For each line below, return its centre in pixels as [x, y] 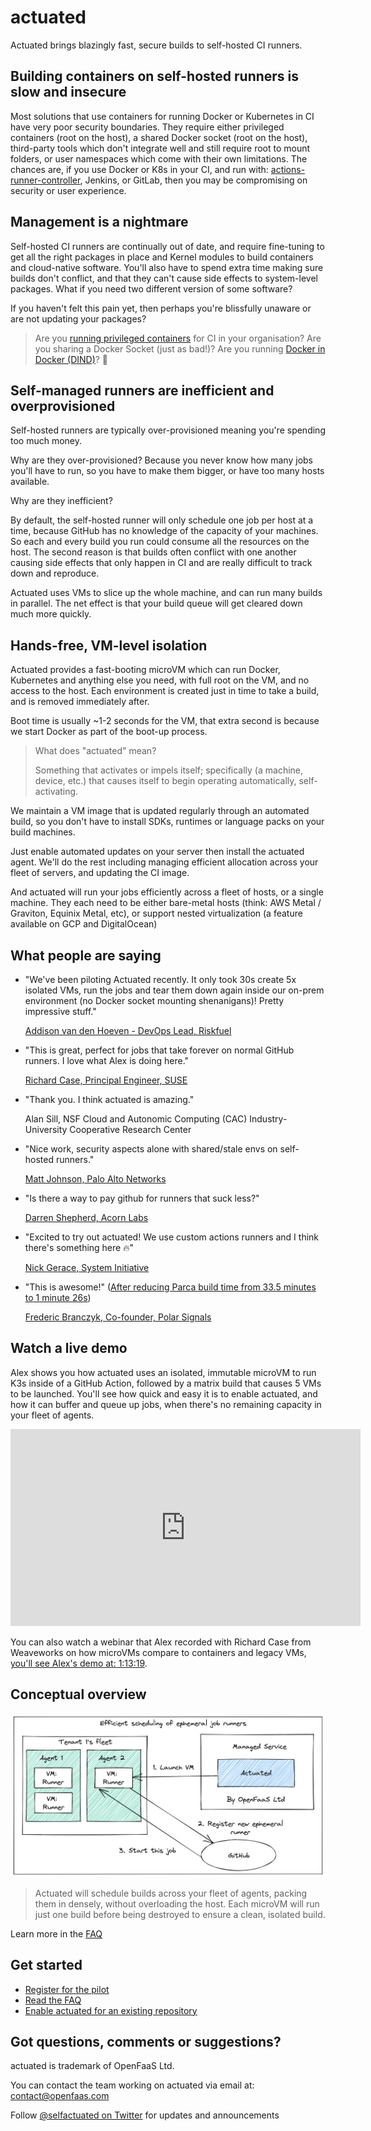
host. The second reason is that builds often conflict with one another [153, 552]
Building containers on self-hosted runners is [155, 76]
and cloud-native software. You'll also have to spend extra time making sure [167, 267]
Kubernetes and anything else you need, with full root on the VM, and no [160, 680]
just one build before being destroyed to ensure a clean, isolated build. [180, 1914]
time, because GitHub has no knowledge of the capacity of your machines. [164, 531]
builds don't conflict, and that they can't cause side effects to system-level [164, 278]
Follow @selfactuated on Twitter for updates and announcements [145, 2115]
